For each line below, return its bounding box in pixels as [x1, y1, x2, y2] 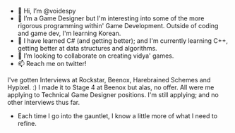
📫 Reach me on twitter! [17, 60, 87, 68]
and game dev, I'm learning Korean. [17, 29, 121, 37]
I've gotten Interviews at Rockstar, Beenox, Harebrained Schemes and [7, 76, 211, 84]
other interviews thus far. [7, 99, 80, 106]
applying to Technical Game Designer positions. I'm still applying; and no [7, 91, 219, 99]
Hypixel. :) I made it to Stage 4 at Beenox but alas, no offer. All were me [7, 83, 215, 91]
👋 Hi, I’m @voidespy [17, 7, 76, 15]
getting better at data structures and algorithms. [17, 44, 157, 52]
